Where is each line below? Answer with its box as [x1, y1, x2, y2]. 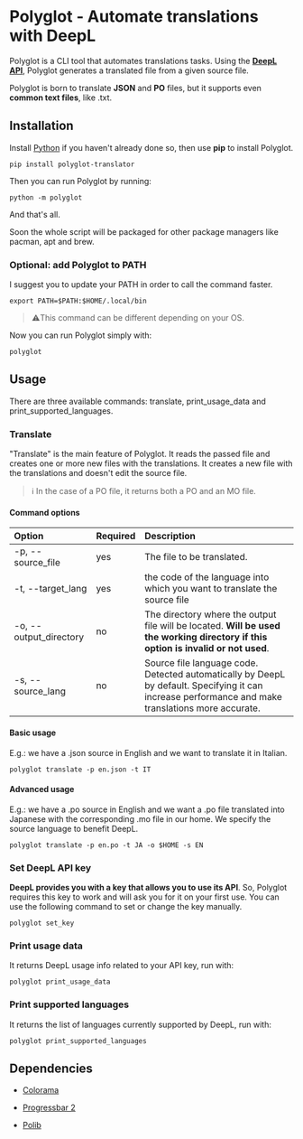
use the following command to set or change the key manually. [9, 901, 243, 912]
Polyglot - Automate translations [9, 6, 259, 27]
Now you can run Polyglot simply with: [9, 330, 152, 341]
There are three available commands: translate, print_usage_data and [9, 396, 266, 406]
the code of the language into [143, 571, 270, 584]
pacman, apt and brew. [9, 236, 95, 247]
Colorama [22, 1085, 60, 1096]
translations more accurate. [143, 702, 261, 714]
